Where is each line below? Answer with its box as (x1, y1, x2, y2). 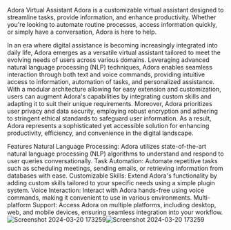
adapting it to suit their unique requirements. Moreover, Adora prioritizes (7, 100, 212, 107)
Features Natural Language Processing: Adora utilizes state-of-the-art (7, 143, 207, 150)
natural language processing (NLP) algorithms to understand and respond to (7, 149, 224, 158)
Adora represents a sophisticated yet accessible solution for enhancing (7, 122, 210, 129)
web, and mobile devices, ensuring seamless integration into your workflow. (7, 208, 223, 216)
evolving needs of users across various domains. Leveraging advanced (7, 56, 210, 64)
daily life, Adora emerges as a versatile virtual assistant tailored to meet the (7, 48, 221, 56)
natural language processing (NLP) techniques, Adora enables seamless (7, 63, 212, 71)
